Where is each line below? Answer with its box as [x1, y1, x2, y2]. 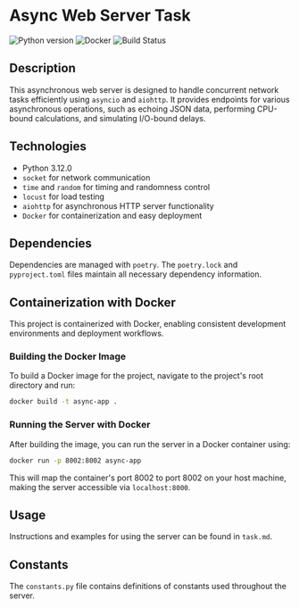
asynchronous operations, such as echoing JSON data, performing [9, 104, 256, 114]
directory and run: [9, 380, 76, 391]
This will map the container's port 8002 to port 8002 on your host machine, [9, 472, 287, 483]
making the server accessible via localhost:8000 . [9, 481, 191, 492]
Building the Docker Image [9, 350, 127, 362]
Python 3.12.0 [21, 162, 73, 173]
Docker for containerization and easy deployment [21, 210, 203, 221]
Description [9, 61, 76, 76]
